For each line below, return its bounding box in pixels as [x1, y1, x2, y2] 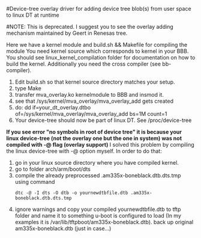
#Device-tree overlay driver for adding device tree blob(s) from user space [6, 5, 191, 12]
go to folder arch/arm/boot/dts [14, 165, 91, 172]
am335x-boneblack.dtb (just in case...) [14, 225, 112, 232]
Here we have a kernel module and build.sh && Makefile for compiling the [6, 41, 188, 48]
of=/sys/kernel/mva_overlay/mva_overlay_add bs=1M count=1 [14, 111, 167, 117]
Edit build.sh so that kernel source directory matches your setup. [14, 78, 175, 85]
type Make [14, 85, 42, 92]
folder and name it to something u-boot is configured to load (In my [14, 212, 182, 219]
